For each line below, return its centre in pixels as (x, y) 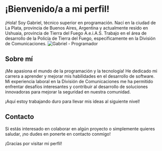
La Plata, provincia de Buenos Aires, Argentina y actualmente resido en (77, 28)
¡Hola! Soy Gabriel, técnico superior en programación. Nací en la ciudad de (81, 23)
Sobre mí (19, 59)
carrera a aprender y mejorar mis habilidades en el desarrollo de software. (80, 76)
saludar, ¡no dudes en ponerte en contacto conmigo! (58, 134)
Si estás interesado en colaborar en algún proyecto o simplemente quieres (80, 128)
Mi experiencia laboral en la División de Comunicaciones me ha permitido (79, 81)
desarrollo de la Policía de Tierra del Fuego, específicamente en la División (80, 38)
